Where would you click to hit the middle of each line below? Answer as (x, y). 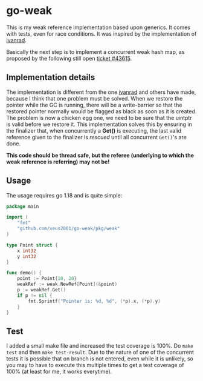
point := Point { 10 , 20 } (47, 279)
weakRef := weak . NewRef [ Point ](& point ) (67, 284)
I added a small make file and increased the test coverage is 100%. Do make (100, 346)
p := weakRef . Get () (42, 290)
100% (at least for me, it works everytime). (59, 372)
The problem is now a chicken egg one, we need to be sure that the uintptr (99, 118)
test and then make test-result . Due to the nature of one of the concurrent (100, 353)
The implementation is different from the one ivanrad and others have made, (101, 92)
